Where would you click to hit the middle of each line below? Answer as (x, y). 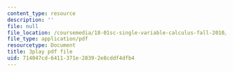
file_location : (29, 33)
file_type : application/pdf (48, 39)
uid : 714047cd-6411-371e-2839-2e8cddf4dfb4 (71, 58)
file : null (23, 26)
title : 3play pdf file (40, 52)
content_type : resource (42, 13)
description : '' (31, 20)
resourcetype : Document (42, 45)
